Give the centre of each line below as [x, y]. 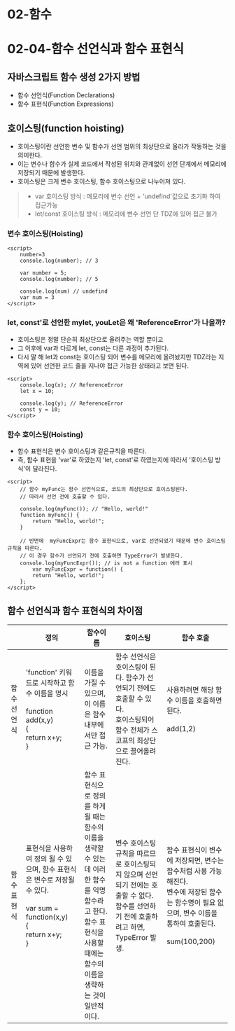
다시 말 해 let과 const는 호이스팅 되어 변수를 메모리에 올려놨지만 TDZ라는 [117, 357]
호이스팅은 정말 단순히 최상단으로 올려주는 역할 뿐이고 [90, 339]
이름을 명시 [51, 693]
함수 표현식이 [187, 850]
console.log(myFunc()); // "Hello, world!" [84, 508]
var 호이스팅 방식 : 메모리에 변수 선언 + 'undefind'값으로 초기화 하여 [128, 196]
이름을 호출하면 [198, 700]
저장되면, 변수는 [199, 860]
